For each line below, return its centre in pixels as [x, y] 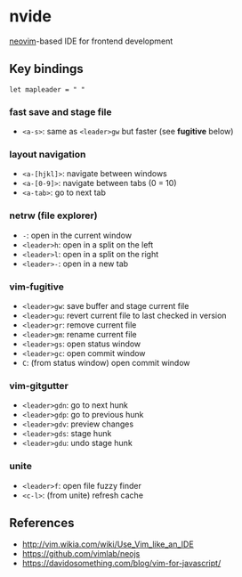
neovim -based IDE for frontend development [91, 41]
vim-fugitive [36, 287]
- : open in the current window [77, 235]
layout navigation [48, 154]
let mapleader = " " [48, 89]
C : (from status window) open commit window [106, 362]
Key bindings [47, 69]
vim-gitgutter [39, 386]
